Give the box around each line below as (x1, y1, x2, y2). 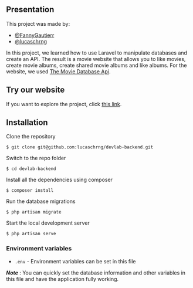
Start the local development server (6, 219, 90, 226)
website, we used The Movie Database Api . (6, 67, 111, 75)
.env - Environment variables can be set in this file (14, 257, 136, 265)
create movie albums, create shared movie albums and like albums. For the (6, 62, 187, 69)
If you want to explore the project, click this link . (6, 100, 122, 107)
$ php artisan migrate (6, 209, 62, 215)
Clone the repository (6, 133, 56, 140)
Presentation (6, 5, 55, 15)
